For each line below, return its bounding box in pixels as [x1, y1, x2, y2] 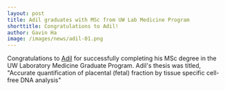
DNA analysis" [20, 76, 61, 84]
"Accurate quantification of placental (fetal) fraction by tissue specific [7, 69, 205, 77]
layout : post [7, 10, 45, 17]
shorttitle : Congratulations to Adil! [7, 23, 119, 29]
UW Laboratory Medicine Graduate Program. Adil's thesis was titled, [7, 62, 202, 70]
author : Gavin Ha [7, 29, 57, 36]
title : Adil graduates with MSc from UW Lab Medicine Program [7, 16, 190, 23]
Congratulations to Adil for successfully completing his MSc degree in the [7, 54, 217, 62]
